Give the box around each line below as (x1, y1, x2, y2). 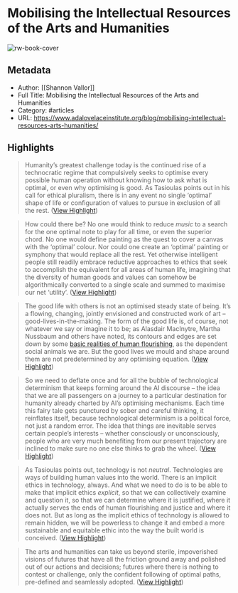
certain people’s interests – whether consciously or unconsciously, (24, 429, 220, 437)
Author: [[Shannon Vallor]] (17, 83, 95, 92)
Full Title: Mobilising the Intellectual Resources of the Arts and (17, 90, 199, 99)
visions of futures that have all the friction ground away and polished (24, 555, 226, 563)
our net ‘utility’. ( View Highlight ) (24, 288, 117, 296)
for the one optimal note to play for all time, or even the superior (24, 227, 212, 236)
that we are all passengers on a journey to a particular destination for (24, 391, 227, 399)
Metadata (7, 64, 51, 76)
